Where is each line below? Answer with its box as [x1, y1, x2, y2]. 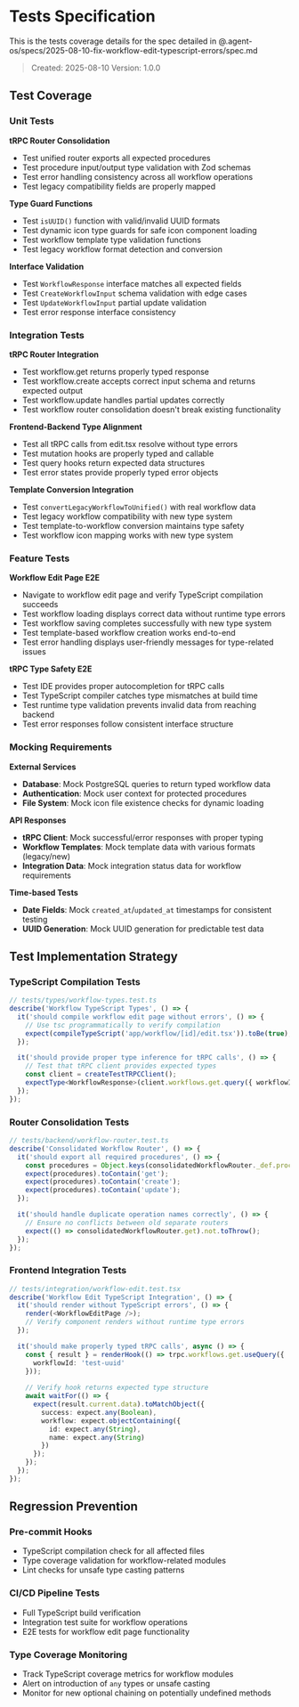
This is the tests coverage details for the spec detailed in [9, 36, 217, 46]
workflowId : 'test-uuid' [32, 1358, 125, 1368]
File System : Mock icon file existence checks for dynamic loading [21, 797, 264, 808]
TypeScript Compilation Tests [9, 975, 141, 988]
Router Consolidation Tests [9, 1116, 130, 1128]
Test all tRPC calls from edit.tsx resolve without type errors [21, 438, 238, 449]
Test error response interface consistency [21, 306, 176, 317]
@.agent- [218, 36, 253, 46]
